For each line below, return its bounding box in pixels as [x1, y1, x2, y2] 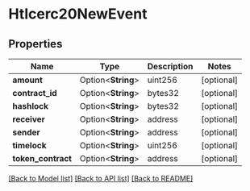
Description [147, 61, 194, 72]
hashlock [12, 101, 49, 111]
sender [12, 127, 40, 138]
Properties [8, 37, 63, 51]
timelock [12, 140, 47, 151]
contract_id [12, 88, 58, 98]
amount [12, 74, 43, 85]
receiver [12, 114, 46, 125]
